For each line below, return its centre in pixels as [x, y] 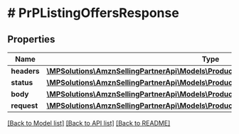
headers [26, 71]
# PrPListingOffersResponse [93, 13]
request [25, 106]
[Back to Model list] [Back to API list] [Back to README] [89, 123]
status [22, 83]
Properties [31, 39]
